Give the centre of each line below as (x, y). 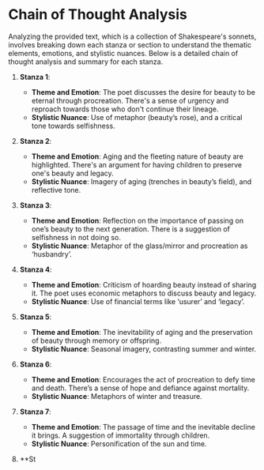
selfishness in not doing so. (76, 237)
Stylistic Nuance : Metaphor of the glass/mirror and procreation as (140, 246)
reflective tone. (56, 190)
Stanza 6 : (36, 364)
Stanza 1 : (35, 77)
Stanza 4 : (36, 269)
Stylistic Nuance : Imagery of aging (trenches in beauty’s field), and (141, 181)
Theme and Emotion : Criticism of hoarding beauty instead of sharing (144, 284)
